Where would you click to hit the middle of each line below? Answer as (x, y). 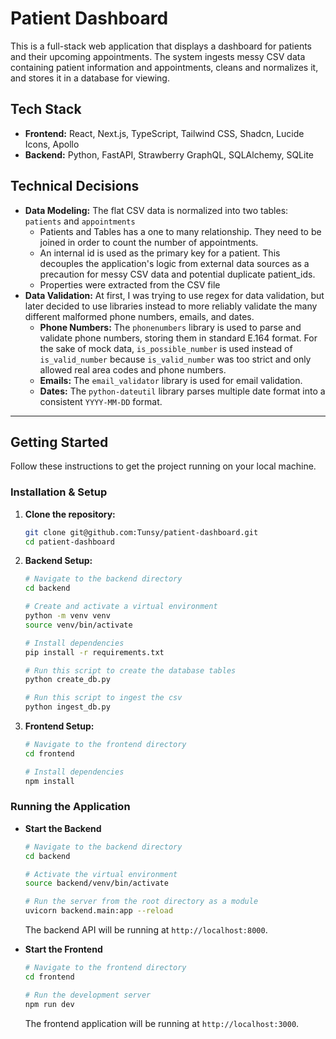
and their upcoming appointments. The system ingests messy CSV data (158, 56)
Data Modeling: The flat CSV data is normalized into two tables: (156, 210)
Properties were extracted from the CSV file (130, 284)
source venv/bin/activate (78, 625)
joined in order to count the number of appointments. (149, 242)
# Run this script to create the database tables (130, 670)
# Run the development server (88, 995)
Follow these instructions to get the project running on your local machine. (163, 466)
